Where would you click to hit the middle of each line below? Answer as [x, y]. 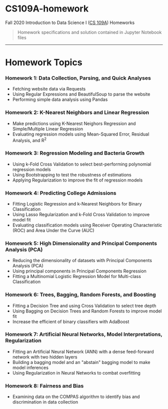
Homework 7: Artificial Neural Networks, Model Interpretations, [84, 334]
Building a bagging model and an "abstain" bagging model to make [81, 362]
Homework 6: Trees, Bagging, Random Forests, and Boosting [80, 294]
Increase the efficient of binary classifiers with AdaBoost [71, 321]
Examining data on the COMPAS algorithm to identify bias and [76, 397]
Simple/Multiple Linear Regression [48, 128]
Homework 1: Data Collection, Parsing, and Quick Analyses [78, 78]
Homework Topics [44, 62]
